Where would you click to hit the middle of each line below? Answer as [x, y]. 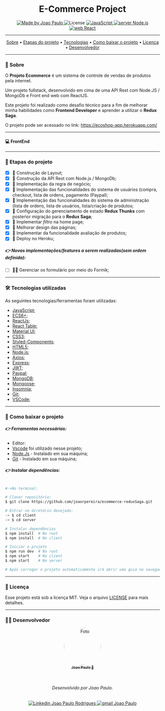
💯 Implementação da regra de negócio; [52, 184]
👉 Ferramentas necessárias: [36, 429]
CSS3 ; [19, 336]
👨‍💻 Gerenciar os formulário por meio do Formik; [61, 270]
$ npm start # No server [34, 561]
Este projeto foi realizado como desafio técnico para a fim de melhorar [76, 105]
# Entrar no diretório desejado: [39, 511]
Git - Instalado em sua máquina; [44, 459]
